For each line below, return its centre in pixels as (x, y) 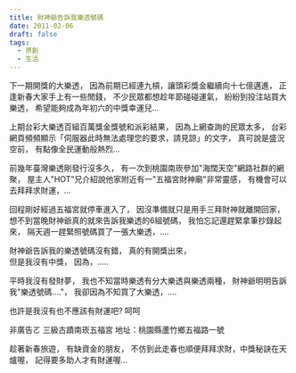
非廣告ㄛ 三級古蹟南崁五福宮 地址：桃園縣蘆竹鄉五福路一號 (117, 330)
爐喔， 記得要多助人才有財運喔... (69, 360)
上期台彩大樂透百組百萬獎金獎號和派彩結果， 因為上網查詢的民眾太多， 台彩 (148, 127)
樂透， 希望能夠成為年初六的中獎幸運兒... (84, 108)
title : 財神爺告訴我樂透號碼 (57, 17)
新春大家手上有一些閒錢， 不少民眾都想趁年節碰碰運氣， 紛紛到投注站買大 (152, 96)
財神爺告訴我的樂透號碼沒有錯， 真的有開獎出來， (100, 250)
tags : (19, 42)
